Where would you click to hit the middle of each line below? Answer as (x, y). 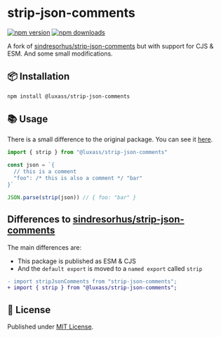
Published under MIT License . (51, 327)
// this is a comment (45, 172)
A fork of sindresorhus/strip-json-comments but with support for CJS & (110, 46)
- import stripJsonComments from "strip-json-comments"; (92, 281)
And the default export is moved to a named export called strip (110, 268)
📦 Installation (39, 76)
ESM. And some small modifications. (60, 53)
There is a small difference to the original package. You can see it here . (110, 139)
